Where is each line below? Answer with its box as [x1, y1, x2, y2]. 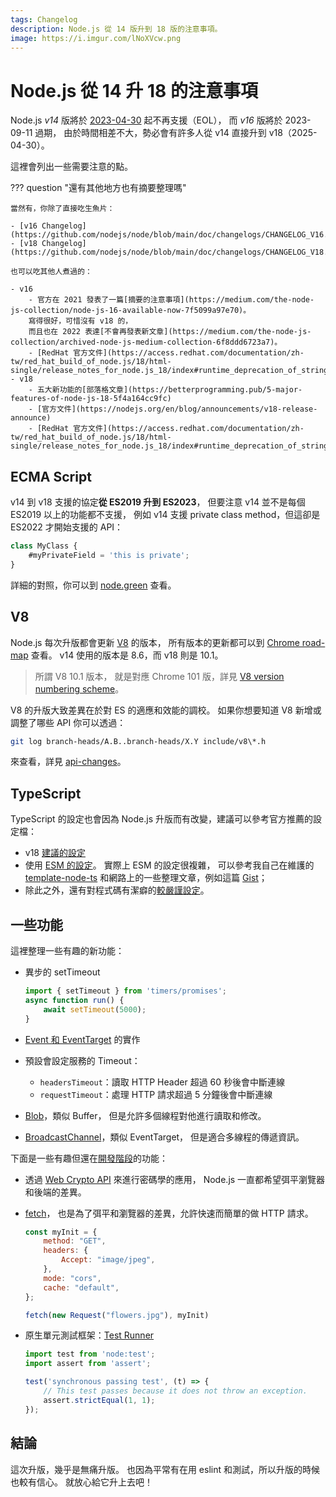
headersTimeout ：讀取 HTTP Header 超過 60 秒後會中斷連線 [39, 1076, 286, 1088]
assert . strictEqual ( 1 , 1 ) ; [43, 1395, 156, 1405]
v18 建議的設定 [24, 847, 86, 859]
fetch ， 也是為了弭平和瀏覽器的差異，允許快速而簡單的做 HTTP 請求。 [24, 1207, 314, 1219]
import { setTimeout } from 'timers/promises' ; [24, 986, 227, 996]
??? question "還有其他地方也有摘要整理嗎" [10, 182, 187, 194]
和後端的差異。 [24, 1186, 87, 1198]
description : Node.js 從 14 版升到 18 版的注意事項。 [10, 24, 223, 34]
